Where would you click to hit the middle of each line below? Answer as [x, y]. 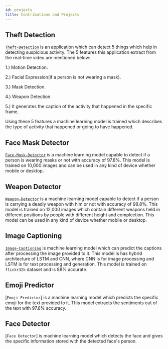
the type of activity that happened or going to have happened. [69, 127]
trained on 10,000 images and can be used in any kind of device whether [80, 165]
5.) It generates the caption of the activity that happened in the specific [79, 107]
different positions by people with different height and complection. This [80, 215]
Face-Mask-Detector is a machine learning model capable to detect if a [78, 155]
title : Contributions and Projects [42, 15]
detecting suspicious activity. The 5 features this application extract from [81, 52]
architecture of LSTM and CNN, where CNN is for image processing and [80, 258]
